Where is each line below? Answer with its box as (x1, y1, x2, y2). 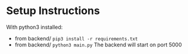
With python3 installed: (6, 23, 63, 31)
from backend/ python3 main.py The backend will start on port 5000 (14, 41, 183, 48)
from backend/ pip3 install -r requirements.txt (14, 35, 138, 42)
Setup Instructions (6, 4, 100, 18)
